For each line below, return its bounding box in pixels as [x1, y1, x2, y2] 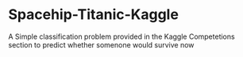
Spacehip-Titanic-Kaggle [8, 6, 179, 24]
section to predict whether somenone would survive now [8, 40, 195, 49]
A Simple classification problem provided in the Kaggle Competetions [8, 32, 236, 41]
